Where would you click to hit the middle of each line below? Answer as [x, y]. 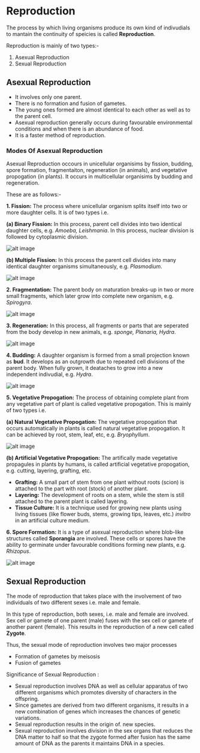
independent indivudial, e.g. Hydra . [49, 374]
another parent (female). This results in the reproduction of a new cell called [100, 627]
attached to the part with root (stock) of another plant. [81, 489]
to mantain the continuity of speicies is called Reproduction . [81, 34]
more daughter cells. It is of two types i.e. [57, 213]
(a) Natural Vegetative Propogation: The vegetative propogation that [92, 422]
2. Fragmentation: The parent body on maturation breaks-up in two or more [100, 290]
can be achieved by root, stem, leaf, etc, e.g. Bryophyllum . [78, 435]
